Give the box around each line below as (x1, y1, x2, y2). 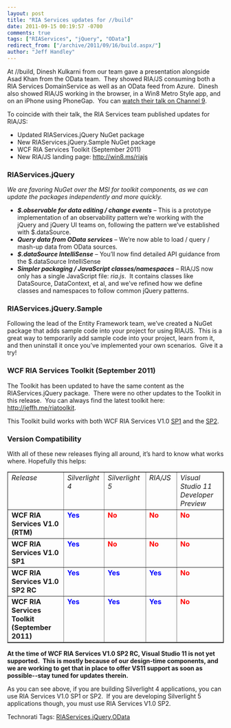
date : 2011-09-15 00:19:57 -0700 (7, 23, 103, 30)
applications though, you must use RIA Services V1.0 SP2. (7, 700, 171, 708)
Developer (179, 490, 214, 500)
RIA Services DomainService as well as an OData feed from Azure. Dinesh (7, 82, 219, 90)
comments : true (7, 29, 51, 37)
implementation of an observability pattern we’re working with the (16, 214, 204, 222)
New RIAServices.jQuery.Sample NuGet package (16, 138, 156, 146)
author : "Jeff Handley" (7, 49, 76, 56)
